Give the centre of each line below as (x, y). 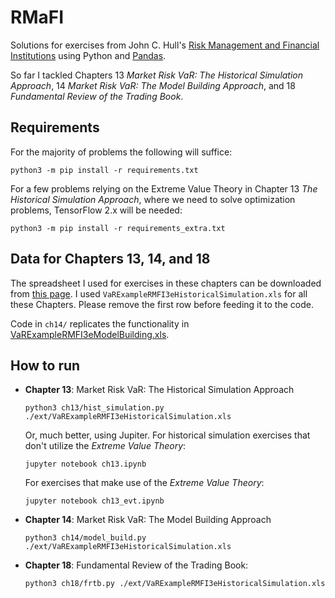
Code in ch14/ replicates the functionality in (100, 323)
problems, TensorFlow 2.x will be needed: (96, 210)
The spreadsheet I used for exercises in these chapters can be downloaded (166, 283)
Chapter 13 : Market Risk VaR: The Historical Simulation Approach (159, 390)
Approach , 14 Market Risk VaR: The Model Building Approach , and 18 (153, 85)
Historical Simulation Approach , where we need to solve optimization (153, 199)
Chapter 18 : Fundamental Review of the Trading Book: (136, 565)
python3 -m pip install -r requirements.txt (104, 170)
